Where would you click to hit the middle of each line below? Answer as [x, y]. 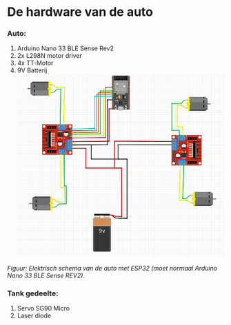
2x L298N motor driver [50, 56]
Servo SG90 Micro [43, 308]
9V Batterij [32, 70]
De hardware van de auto [80, 12]
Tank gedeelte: [33, 293]
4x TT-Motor [35, 63]
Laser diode [34, 315]
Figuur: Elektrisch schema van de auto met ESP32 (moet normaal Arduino [112, 268]
